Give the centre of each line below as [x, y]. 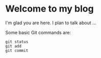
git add [14, 46]
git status [17, 42]
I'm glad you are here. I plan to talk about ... [51, 23]
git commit [17, 50]
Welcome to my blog [49, 9]
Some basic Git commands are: [38, 32]
